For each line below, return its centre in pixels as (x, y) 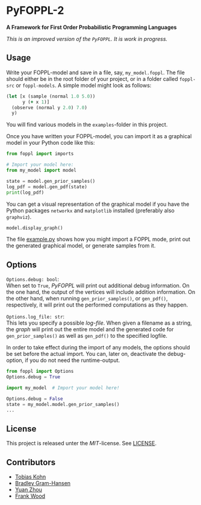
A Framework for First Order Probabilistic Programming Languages (91, 27)
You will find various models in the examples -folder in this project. (87, 125)
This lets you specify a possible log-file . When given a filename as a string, (99, 323)
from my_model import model (42, 170)
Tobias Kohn (30, 477)
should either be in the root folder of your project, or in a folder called (92, 78)
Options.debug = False (35, 399)
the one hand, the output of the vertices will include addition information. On (101, 292)
